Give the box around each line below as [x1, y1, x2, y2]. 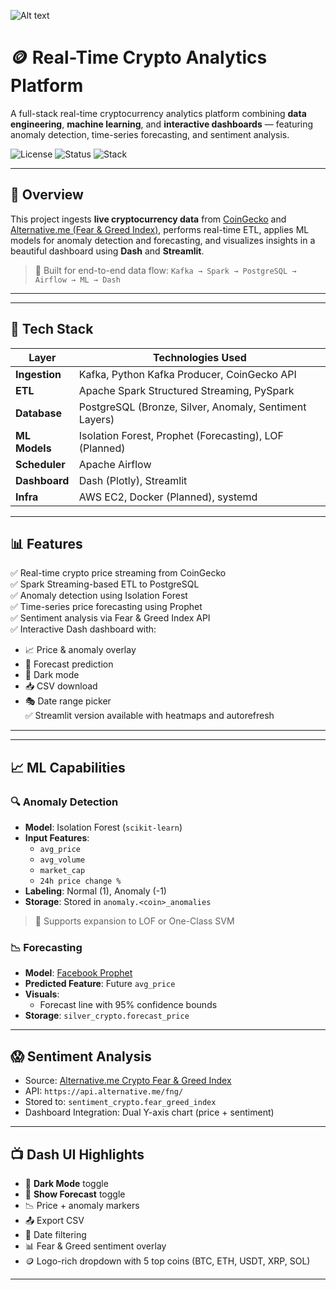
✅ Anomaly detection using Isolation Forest [10, 590, 188, 602]
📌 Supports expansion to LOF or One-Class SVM [34, 915, 235, 927]
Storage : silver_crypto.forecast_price [24, 1010, 190, 1022]
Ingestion [15, 367, 62, 381]
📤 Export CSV [24, 1214, 85, 1226]
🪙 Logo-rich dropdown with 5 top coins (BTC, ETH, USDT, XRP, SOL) [24, 1255, 311, 1267]
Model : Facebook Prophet [24, 967, 133, 979]
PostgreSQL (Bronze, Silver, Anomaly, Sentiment [78, 400, 307, 414]
